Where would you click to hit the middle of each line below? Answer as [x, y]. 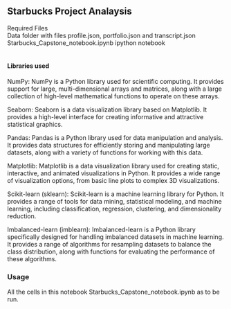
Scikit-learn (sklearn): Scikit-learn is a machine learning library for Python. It [115, 194]
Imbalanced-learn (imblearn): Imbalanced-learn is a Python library [101, 230]
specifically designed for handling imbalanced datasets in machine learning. [115, 237]
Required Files [28, 28]
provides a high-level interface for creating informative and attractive [105, 117]
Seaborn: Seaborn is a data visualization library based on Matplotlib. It [107, 109]
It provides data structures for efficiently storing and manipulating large [109, 145]
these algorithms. [32, 259]
